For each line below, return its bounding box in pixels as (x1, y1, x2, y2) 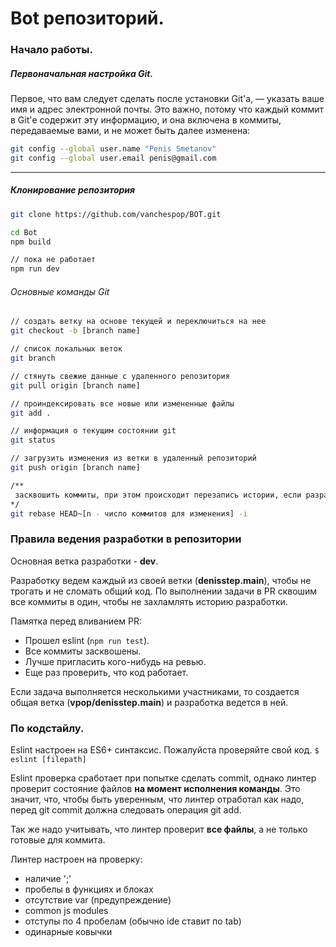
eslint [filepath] (10, 754, 87, 764)
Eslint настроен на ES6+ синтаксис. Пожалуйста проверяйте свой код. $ (10, 743, 320, 756)
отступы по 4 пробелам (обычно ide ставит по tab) (24, 915, 242, 927)
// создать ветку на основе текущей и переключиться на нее (10, 317, 267, 327)
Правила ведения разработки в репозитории (10, 532, 242, 546)
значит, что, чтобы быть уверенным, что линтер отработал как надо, (10, 793, 305, 805)
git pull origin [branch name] (10, 380, 141, 391)
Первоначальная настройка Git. (10, 67, 154, 79)
